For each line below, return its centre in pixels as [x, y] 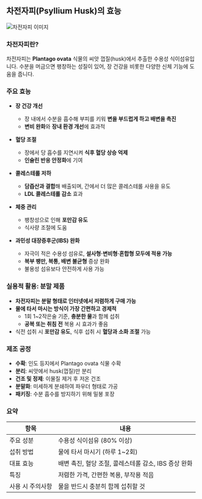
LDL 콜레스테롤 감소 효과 [54, 194]
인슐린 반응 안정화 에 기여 [53, 160]
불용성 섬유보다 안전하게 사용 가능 [64, 269]
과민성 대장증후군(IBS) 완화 [48, 241]
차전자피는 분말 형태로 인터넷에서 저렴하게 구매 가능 [75, 301]
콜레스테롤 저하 [33, 173]
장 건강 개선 [29, 106]
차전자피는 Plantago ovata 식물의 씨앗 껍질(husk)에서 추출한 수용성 [88, 59]
